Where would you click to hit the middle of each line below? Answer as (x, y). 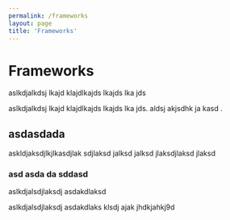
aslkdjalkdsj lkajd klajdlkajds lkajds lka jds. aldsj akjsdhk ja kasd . (116, 109)
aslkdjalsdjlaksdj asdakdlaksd (57, 192)
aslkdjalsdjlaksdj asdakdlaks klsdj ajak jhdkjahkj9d (92, 207)
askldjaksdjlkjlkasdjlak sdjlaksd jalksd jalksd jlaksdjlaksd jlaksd (112, 153)
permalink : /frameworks (48, 16)
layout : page (30, 23)
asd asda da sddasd (48, 174)
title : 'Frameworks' (43, 31)
